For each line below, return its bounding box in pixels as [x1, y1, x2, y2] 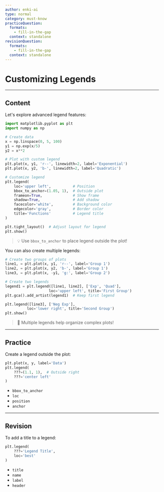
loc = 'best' [14, 453, 36, 458]
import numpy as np [5, 126, 45, 131]
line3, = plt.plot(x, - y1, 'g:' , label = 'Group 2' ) [5, 271, 110, 276]
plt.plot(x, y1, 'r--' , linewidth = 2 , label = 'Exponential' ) [5, 161, 128, 166]
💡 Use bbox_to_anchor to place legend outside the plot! [17, 237, 127, 244]
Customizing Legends [5, 74, 96, 84]
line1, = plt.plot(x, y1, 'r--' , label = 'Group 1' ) [5, 261, 110, 266]
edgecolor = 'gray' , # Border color [14, 207, 104, 212]
